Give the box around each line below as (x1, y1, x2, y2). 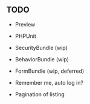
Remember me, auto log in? (14, 79, 83, 86)
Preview (14, 20, 36, 28)
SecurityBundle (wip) (14, 44, 68, 51)
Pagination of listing (14, 90, 65, 98)
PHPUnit (14, 32, 36, 40)
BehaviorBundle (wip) (14, 55, 69, 63)
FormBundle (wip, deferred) (14, 67, 85, 75)
